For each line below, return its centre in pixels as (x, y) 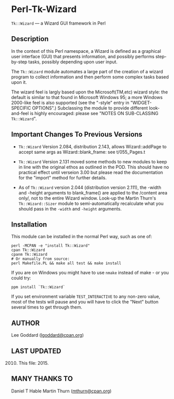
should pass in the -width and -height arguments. (70, 209)
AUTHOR (26, 323)
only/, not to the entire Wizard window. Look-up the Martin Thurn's (87, 198)
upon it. (19, 82)
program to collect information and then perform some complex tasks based (90, 77)
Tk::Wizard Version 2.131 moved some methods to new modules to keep (93, 161)
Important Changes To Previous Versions (77, 134)
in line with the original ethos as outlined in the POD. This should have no (94, 167)
